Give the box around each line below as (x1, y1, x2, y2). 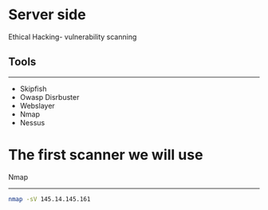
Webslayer (19, 101, 56, 110)
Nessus (19, 117, 45, 127)
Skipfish (19, 84, 47, 93)
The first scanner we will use (8, 145, 203, 164)
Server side (8, 6, 86, 24)
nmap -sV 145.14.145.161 (8, 195, 91, 203)
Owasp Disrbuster (19, 92, 80, 101)
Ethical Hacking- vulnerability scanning (8, 32, 137, 42)
